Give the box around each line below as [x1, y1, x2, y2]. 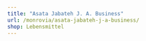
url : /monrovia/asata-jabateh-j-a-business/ [7, 17, 140, 24]
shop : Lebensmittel [7, 23, 65, 30]
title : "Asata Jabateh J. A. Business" [7, 10, 124, 17]
